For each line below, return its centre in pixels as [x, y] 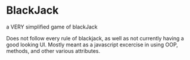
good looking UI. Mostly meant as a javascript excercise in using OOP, [92, 45]
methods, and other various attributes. [53, 50]
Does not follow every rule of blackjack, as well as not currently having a [95, 38]
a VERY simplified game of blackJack [52, 27]
